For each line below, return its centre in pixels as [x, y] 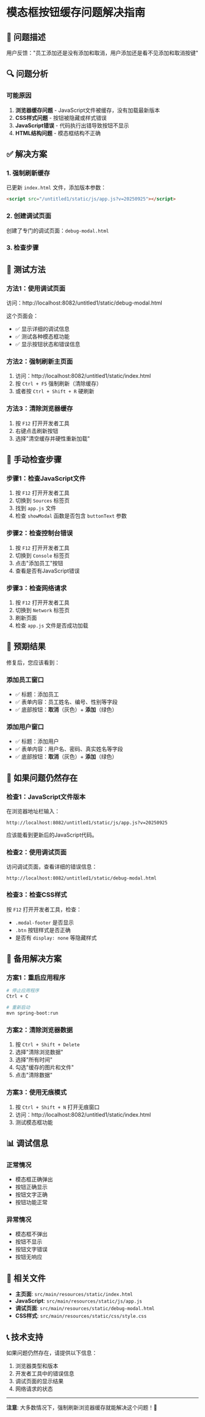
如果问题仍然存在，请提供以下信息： [52, 1353]
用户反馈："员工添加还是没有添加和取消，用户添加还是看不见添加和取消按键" [103, 53]
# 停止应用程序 [23, 991]
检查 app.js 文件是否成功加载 [52, 626]
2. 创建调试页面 [29, 216]
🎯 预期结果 [26, 647]
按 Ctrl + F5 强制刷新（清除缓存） [59, 383]
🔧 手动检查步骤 [34, 460]
